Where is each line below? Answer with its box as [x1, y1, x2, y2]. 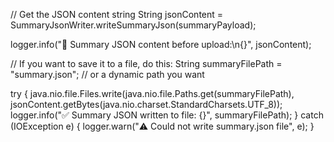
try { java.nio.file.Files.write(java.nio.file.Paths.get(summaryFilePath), [10, 88, 295, 99]
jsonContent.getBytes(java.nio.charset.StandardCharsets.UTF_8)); [10, 99, 283, 110]
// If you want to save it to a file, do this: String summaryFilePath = [10, 58, 283, 69]
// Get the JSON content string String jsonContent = [10, 9, 224, 20]
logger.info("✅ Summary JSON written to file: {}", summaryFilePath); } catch [10, 109, 324, 121]
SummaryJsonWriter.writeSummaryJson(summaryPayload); [10, 19, 257, 31]
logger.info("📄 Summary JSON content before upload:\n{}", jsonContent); [10, 39, 312, 50]
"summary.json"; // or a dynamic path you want [10, 69, 205, 80]
